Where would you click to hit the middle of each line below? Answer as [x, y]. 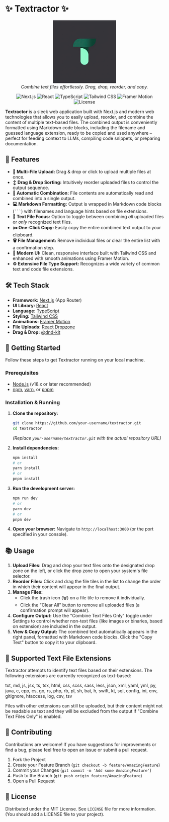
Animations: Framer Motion [41, 321]
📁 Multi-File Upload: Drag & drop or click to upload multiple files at [82, 171]
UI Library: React [30, 305]
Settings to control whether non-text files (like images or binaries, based [87, 621]
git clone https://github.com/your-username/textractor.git [77, 423]
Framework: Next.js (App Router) [47, 300]
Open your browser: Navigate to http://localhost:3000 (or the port [83, 529]
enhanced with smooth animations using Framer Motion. [71, 258]
